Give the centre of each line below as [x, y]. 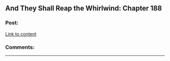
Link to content [21, 34]
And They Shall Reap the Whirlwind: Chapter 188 [84, 8]
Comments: [20, 47]
